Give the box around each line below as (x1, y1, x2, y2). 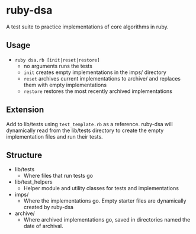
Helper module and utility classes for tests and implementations (23, 185, 179, 192)
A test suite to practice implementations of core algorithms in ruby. (6, 23, 169, 30)
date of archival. (23, 223, 63, 230)
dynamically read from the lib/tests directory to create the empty (6, 127, 164, 134)
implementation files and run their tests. (6, 133, 103, 140)
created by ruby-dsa (23, 204, 74, 211)
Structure (6, 150, 43, 160)
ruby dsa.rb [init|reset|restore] (14, 57, 100, 63)
